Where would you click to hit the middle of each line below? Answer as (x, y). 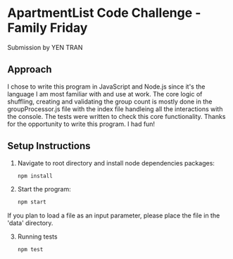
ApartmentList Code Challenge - (104, 13)
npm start (32, 202)
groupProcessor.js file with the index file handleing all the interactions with (115, 109)
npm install (35, 176)
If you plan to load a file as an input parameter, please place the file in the (114, 215)
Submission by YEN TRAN (45, 47)
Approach (30, 69)
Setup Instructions (49, 146)
